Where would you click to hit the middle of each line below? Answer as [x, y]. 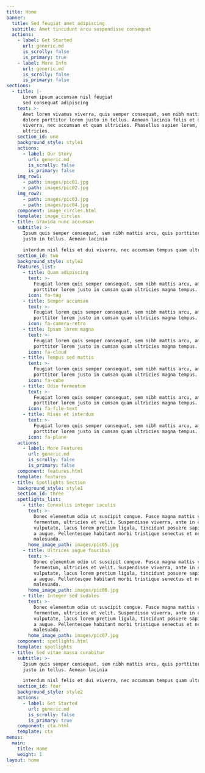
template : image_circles [49, 216]
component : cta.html [43, 726]
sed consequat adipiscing [55, 102]
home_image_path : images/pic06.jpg [74, 590]
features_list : [37, 267]
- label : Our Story [47, 154]
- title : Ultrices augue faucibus [67, 551]
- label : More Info [42, 63]
